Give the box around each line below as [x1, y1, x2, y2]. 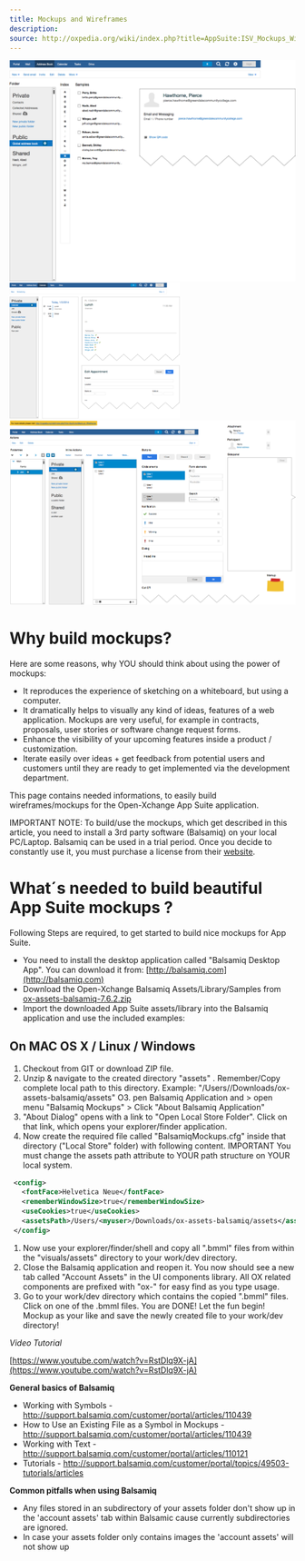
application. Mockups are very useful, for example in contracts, [22, 714, 260, 725]
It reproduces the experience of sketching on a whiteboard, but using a [22, 685, 289, 696]
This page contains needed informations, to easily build [9, 790, 217, 800]
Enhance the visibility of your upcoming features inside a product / [22, 733, 272, 744]
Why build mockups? [9, 628, 172, 649]
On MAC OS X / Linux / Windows [9, 1039, 196, 1054]
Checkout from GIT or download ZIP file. [22, 1063, 174, 1074]
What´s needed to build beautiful [9, 878, 263, 899]
